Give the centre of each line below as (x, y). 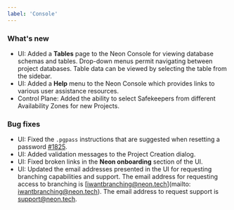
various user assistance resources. (68, 91)
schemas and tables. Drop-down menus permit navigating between (115, 61)
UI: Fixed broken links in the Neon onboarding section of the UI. (110, 162)
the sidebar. (35, 76)
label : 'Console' (33, 14)
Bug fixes (24, 124)
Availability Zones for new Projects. (68, 105)
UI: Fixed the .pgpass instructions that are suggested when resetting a (118, 139)
